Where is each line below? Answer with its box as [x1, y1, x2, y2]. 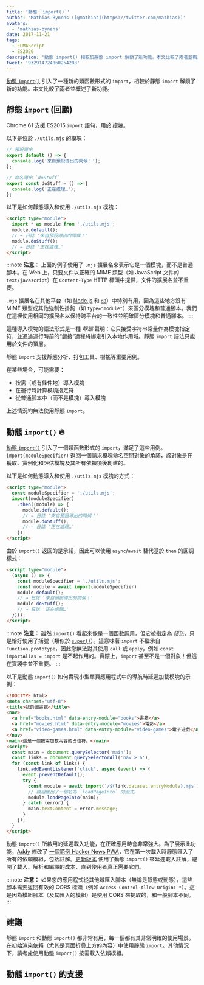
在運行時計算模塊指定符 [15, 387, 74, 394]
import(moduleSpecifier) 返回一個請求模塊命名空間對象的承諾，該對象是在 [6, 451, 193, 459]
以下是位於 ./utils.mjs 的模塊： [6, 134, 87, 142]
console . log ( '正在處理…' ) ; [12, 186, 76, 192]
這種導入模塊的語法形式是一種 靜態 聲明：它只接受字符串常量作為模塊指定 [6, 325, 190, 332]
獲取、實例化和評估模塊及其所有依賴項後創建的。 [6, 459, 129, 467]
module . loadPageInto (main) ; [28, 795, 99, 801]
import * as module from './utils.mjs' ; [12, 221, 115, 228]
